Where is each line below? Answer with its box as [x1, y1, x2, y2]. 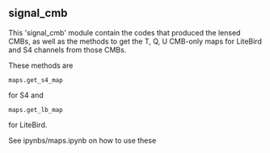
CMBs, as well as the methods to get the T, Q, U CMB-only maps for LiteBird [8, 36, 263, 46]
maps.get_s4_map [8, 76, 63, 84]
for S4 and [8, 90, 44, 100]
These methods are [8, 60, 74, 70]
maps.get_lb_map [8, 105, 63, 114]
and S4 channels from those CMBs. [8, 44, 127, 55]
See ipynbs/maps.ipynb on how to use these [8, 135, 157, 145]
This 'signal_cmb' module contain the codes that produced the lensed [8, 27, 241, 37]
